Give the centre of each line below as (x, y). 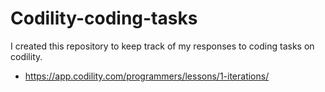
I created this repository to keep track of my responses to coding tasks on (162, 46)
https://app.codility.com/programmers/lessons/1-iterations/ (147, 76)
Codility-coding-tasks (104, 18)
